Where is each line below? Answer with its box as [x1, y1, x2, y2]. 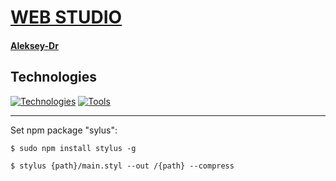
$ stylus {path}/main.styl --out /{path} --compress [10, 161, 235, 171]
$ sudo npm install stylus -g [10, 143, 137, 153]
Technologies [10, 69, 98, 86]
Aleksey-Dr [10, 39, 59, 51]
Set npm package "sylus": [10, 124, 118, 136]
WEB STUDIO [10, 6, 123, 29]
